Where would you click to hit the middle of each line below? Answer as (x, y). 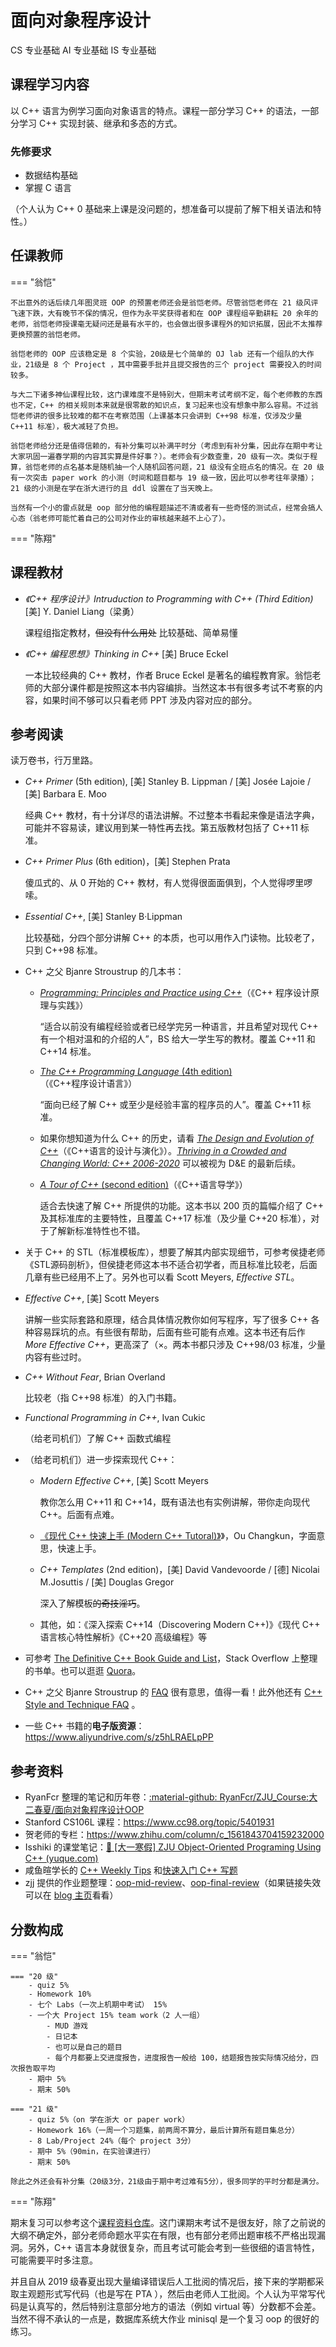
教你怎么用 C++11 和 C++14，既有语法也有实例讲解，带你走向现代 (175, 1502)
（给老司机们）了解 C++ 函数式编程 (98, 1438)
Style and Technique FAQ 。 (82, 1705)
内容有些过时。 (55, 1357)
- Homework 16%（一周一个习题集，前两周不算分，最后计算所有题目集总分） (164, 2131)
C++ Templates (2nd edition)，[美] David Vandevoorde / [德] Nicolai (179, 1570)
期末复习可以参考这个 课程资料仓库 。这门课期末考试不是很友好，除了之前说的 (168, 2223)
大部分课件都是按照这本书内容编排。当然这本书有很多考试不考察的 (178, 687)
